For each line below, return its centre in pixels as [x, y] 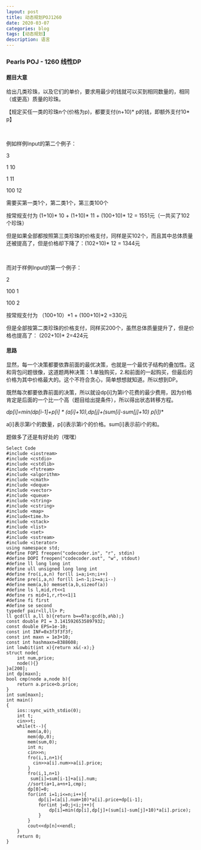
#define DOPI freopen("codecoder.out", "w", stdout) [73, 559]
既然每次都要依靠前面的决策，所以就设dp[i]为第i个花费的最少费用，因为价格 [99, 393]
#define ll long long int [38, 564]
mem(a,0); [40, 732]
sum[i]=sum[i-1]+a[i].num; [64, 779]
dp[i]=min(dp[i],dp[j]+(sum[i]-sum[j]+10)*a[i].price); [120, 810]
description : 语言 [28, 40]
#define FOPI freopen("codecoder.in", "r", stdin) [71, 553]
